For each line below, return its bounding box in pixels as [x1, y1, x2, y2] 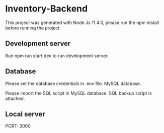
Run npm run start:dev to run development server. [5, 52, 109, 58]
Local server [5, 109, 45, 118]
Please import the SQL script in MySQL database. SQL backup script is [5, 90, 152, 96]
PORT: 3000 [5, 123, 31, 129]
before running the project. [5, 24, 61, 30]
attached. [5, 95, 25, 101]
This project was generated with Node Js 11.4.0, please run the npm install [5, 19, 159, 25]
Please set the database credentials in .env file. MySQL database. [5, 80, 141, 86]
